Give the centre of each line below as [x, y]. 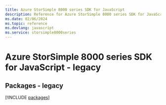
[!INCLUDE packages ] [27, 97]
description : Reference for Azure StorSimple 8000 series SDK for [75, 14]
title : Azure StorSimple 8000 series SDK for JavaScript [65, 10]
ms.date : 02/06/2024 [26, 19]
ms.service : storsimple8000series [41, 33]
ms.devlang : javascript [30, 28]
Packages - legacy [34, 86]
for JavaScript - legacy [53, 68]
